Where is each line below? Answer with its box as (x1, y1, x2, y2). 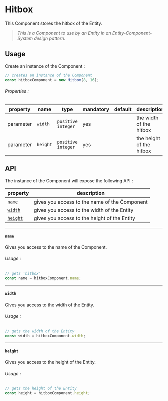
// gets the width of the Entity (5, 329, 75, 334)
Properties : (5, 88, 29, 94)
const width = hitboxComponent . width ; (5, 333, 86, 338)
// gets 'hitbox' (5, 271, 41, 276)
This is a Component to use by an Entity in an (17, 30, 111, 36)
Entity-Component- (112, 30, 152, 36)
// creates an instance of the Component (5, 73, 93, 78)
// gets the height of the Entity (5, 386, 77, 391)
